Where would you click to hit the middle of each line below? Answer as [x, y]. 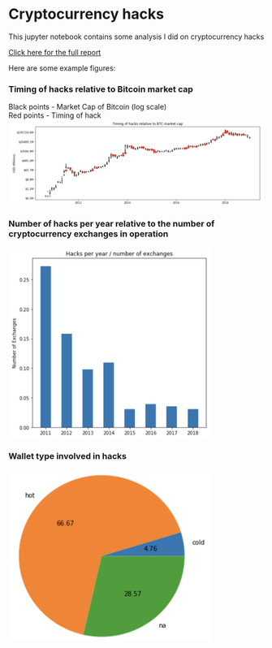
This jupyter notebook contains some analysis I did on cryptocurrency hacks [136, 37]
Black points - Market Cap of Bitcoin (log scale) [88, 107]
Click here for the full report [55, 52]
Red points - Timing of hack [55, 115]
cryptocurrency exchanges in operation [89, 234]
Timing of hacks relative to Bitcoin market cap [101, 89]
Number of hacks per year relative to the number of [112, 224]
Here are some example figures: [62, 68]
